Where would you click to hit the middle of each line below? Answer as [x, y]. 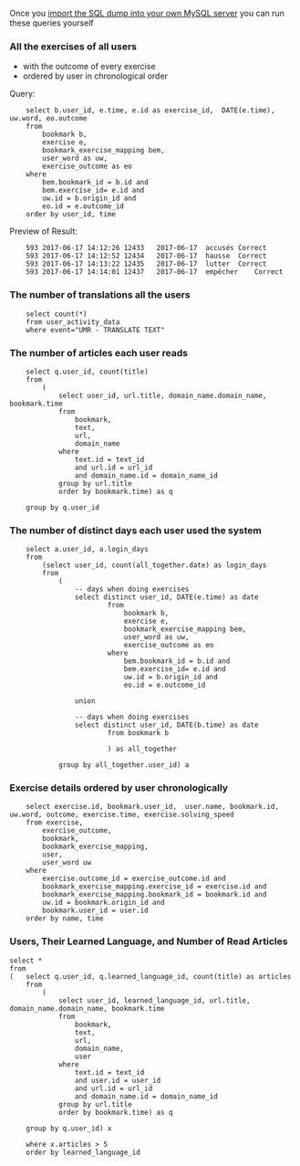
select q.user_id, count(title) [87, 372]
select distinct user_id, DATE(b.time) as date [166, 725]
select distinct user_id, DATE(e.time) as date [166, 597]
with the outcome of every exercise [89, 67]
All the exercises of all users [73, 47]
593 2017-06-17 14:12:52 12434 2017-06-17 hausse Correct [146, 256]
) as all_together [142, 749]
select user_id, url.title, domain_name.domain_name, [162, 395]
